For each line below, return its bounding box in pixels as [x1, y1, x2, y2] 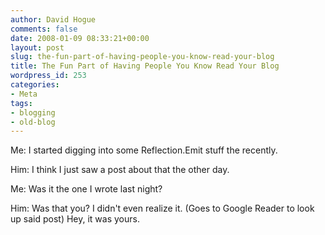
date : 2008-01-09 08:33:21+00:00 [10, 33, 150, 43]
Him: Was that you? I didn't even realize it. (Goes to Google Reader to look [10, 202, 315, 215]
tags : [10, 98, 33, 108]
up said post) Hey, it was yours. [10, 213, 140, 225]
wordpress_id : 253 [10, 71, 87, 81]
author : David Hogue [10, 14, 97, 25]
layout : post [10, 42, 65, 53]
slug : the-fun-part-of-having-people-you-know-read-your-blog [10, 52, 275, 62]
